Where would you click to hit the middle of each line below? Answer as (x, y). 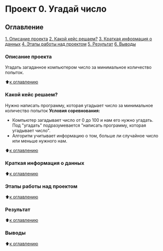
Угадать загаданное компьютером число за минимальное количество (78, 68)
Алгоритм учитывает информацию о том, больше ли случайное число (85, 136)
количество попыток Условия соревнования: (53, 111)
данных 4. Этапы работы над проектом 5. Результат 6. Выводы (71, 44)
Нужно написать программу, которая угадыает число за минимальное (79, 105)
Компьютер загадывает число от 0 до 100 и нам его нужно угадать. (83, 120)
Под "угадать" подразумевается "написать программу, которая (79, 125)
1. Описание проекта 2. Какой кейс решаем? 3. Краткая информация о (79, 39)
